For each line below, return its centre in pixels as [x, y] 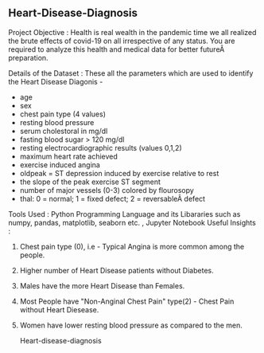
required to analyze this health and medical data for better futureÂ [116, 49]
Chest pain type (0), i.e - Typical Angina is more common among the [132, 246]
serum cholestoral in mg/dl [64, 131]
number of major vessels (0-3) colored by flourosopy [107, 190]
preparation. [29, 57]
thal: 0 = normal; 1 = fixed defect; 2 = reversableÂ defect [112, 198]
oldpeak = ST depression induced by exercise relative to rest [119, 173]
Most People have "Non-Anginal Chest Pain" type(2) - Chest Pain [127, 301]
